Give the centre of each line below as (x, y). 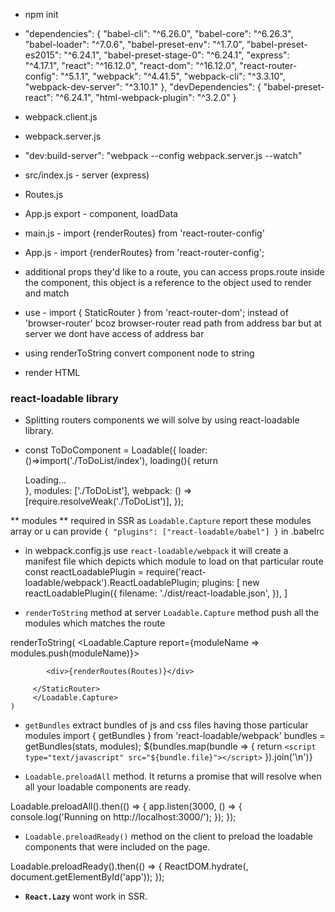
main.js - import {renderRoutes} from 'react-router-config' (144, 233)
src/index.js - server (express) (87, 175)
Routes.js (44, 194)
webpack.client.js (61, 117)
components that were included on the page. (117, 847)
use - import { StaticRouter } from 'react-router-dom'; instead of (156, 312)
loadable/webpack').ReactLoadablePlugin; (112, 583)
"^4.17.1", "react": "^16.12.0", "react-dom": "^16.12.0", (131, 65)
